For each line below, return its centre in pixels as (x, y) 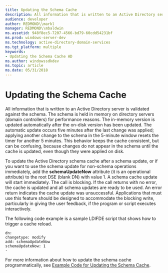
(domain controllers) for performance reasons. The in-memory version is (80, 119)
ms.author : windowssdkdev (32, 61)
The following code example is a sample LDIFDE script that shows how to (81, 218)
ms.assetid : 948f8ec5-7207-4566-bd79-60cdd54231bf (59, 33)
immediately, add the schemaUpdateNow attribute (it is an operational (78, 171)
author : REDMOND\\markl (30, 24)
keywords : (15, 51)
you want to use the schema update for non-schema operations (71, 166)
